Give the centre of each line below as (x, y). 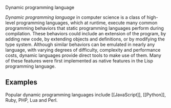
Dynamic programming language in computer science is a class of (76, 17)
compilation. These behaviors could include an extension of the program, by (86, 34)
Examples (21, 82)
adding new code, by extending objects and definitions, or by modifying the (85, 39)
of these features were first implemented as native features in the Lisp (79, 61)
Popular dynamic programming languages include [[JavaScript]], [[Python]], (86, 95)
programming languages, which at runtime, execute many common (87, 23)
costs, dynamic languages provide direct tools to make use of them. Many (83, 55)
